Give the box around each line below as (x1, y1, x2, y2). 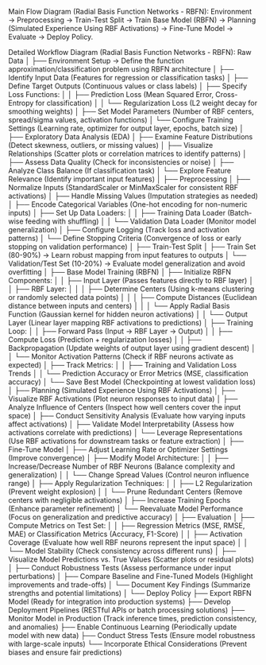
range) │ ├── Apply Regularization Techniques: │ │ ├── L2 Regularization (8, 479, 253, 488)
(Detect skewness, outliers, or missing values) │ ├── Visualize (8, 141, 214, 150)
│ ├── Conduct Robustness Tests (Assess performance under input (8, 563, 232, 572)
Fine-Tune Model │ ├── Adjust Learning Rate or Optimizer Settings (8, 445, 229, 454)
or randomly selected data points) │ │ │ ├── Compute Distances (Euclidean (8, 293, 257, 301)
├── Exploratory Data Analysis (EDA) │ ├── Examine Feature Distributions (8, 132, 253, 142)
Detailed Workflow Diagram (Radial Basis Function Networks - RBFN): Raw (8, 48, 252, 56)
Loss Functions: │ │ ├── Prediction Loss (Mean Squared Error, (8, 90, 214, 99)
